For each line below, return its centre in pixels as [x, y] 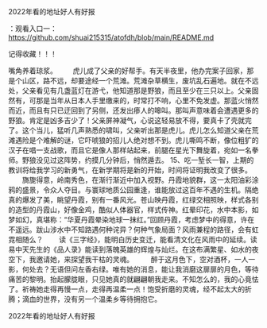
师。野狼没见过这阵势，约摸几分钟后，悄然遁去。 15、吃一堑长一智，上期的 [131, 160]
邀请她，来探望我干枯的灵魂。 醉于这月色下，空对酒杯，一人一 [145, 259]
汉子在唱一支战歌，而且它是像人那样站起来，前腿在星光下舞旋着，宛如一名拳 [133, 150]
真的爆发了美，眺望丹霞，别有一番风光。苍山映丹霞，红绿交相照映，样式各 [130, 200]
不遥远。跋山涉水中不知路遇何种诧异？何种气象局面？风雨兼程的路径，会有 [130, 230]
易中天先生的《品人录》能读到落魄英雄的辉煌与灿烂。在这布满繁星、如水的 [130, 249]
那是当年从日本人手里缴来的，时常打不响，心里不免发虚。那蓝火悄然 [147, 100]
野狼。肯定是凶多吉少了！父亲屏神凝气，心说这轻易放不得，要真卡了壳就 [126, 120]
